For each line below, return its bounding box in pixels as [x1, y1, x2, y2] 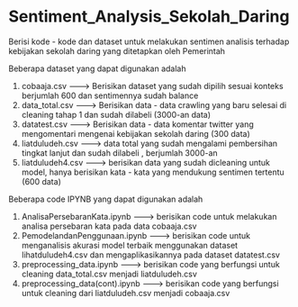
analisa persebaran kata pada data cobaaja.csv [21, 221, 197, 231]
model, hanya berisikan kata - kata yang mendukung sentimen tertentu [21, 167, 284, 177]
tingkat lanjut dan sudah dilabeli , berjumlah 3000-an [21, 147, 218, 158]
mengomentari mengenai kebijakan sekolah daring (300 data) [21, 128, 251, 139]
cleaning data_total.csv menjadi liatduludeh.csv [21, 268, 197, 279]
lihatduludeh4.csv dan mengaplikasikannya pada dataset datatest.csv [21, 249, 281, 260]
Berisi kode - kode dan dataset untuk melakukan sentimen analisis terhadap [8, 36, 290, 47]
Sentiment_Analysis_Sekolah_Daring [8, 6, 290, 27]
